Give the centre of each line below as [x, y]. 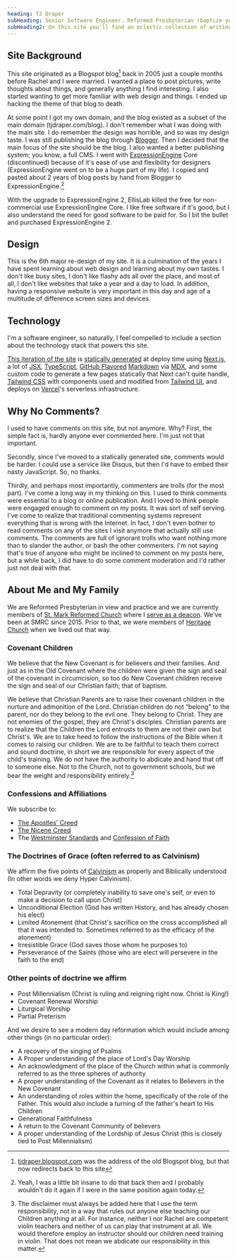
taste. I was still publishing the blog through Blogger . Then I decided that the [118, 140]
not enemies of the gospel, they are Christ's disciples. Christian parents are [117, 722]
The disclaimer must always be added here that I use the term [107, 1203]
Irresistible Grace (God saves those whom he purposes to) [103, 945]
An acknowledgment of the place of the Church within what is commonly [123, 1066]
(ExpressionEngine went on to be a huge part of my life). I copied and [108, 169]
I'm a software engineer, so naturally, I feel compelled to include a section [114, 338]
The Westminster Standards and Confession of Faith [93, 838]
